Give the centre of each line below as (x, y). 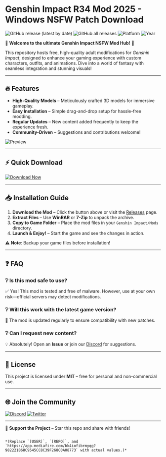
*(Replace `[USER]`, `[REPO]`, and (42, 442)
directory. (22, 228)
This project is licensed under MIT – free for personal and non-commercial (81, 376)
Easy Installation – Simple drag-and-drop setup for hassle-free (77, 111)
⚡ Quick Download (34, 163)
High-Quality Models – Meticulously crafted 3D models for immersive (83, 101)
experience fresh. (30, 127)
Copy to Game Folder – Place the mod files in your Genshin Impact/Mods (85, 223)
